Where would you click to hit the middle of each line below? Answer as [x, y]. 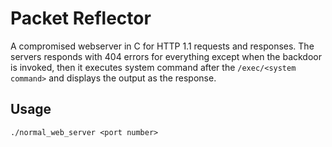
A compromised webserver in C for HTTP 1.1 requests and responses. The [162, 46]
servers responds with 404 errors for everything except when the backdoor [166, 56]
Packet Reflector [81, 18]
